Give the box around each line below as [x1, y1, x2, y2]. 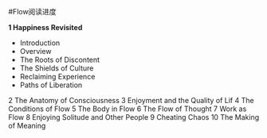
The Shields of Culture [19, 63, 94, 73]
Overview [19, 47, 52, 56]
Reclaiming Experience [19, 72, 96, 81]
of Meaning [8, 121, 46, 130]
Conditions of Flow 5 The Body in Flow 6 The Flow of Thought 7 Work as [8, 104, 247, 113]
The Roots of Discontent [19, 55, 100, 64]
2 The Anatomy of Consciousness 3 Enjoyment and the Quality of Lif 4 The [8, 96, 254, 105]
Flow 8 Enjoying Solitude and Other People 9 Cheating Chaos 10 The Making [8, 113, 260, 121]
